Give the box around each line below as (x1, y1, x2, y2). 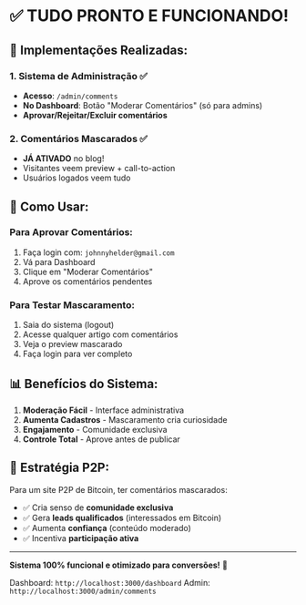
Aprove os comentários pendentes (22, 275, 153, 287)
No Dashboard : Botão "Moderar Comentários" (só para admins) (22, 99, 263, 110)
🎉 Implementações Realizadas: (9, 42, 189, 57)
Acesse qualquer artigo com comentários (22, 329, 178, 340)
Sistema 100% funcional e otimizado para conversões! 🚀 (9, 559, 228, 570)
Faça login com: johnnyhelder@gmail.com (22, 247, 175, 258)
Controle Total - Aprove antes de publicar (22, 434, 180, 445)
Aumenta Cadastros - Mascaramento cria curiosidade (22, 414, 228, 425)
